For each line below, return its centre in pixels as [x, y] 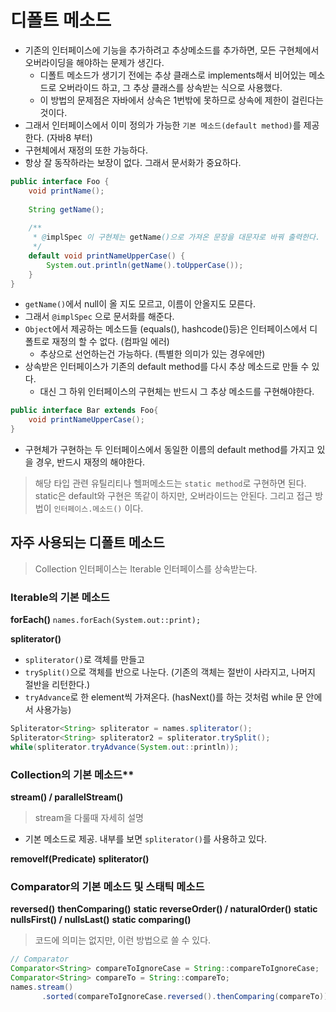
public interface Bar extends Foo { [84, 411]
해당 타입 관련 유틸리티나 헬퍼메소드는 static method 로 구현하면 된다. [170, 483]
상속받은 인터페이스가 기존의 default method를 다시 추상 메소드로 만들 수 [167, 367]
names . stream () [42, 987]
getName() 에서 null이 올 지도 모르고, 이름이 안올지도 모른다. [140, 304]
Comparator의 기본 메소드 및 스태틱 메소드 [107, 887]
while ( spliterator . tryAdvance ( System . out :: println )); [125, 747]
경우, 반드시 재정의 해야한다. [90, 462]
